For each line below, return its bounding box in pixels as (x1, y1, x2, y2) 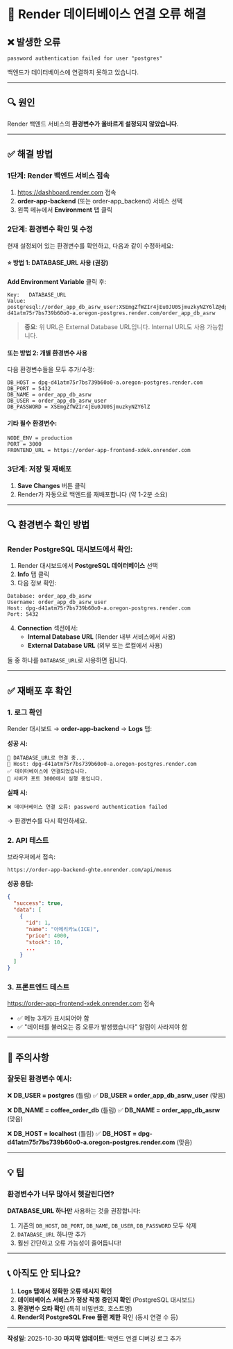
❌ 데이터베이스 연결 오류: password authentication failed (7, 803, 168, 811)
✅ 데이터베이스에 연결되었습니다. (7, 768, 88, 775)
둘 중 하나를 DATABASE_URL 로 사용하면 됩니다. (7, 656, 128, 664)
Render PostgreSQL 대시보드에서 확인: (7, 544, 133, 554)
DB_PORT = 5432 (7, 385, 51, 392)
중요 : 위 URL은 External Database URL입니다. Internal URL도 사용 (24, 323, 206, 330)
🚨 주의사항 (7, 1051, 50, 1063)
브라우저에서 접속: (7, 853, 56, 861)
